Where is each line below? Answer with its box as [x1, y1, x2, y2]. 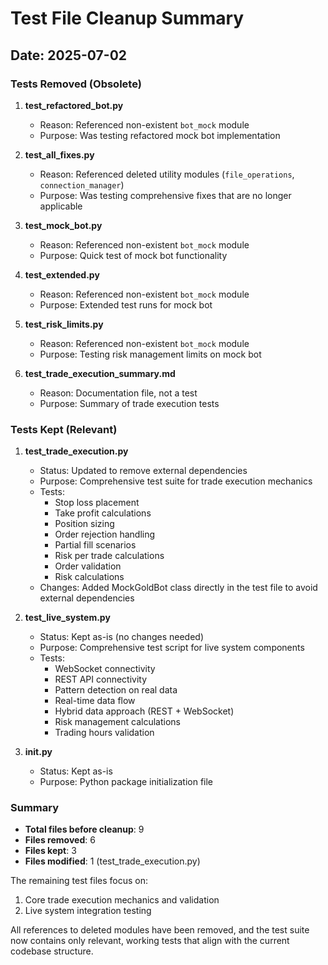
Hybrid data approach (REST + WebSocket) [54, 705, 235, 717]
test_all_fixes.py [24, 148, 95, 161]
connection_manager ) [39, 178, 125, 191]
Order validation [54, 560, 122, 572]
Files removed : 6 [24, 834, 96, 846]
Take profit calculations [54, 507, 152, 519]
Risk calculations [54, 571, 125, 583]
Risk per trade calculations [54, 550, 165, 562]
